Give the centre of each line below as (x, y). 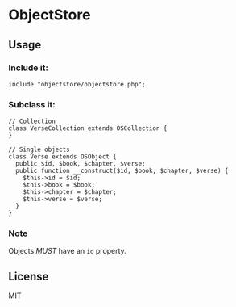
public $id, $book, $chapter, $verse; (81, 164)
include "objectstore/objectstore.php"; (77, 84)
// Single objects (39, 150)
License (29, 276)
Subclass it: (32, 104)
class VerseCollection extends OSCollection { (88, 128)
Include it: (28, 68)
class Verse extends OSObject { (62, 157)
